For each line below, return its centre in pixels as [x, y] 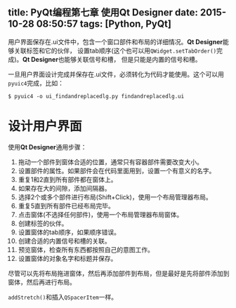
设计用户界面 [45, 126]
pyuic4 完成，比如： [36, 83]
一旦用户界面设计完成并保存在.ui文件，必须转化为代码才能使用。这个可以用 [116, 74]
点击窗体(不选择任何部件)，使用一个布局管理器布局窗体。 [100, 214]
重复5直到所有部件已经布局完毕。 [66, 206]
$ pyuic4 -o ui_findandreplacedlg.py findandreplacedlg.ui [96, 96]
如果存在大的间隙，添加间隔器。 [64, 188]
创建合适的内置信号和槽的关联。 [64, 241]
